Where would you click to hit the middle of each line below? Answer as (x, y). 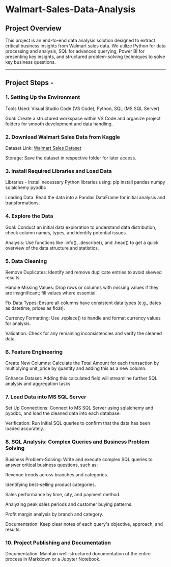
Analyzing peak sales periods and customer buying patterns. (69, 504)
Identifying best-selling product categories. (51, 484)
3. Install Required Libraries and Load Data (59, 171)
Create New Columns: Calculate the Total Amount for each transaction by (82, 363)
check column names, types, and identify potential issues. (66, 232)
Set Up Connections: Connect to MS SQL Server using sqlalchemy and (79, 408)
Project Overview (33, 28)
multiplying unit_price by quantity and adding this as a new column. (76, 368)
